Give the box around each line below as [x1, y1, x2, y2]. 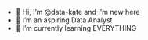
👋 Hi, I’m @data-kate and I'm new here [15, 8, 141, 16]
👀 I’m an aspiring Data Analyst [15, 15, 113, 25]
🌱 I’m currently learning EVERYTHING [15, 24, 137, 32]
